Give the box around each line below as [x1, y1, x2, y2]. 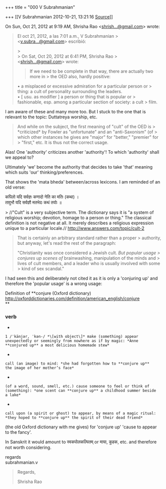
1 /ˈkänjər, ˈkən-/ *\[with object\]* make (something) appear [5, 334, 139, 339]
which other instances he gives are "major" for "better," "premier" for [17, 134, 159, 140]
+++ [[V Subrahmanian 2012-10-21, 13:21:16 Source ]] [5, 14, 113, 19]
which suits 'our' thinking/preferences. [5, 169, 84, 175]
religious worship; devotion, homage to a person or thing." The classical [5, 215, 152, 220]
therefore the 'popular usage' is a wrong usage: [5, 281, 103, 287]
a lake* [5, 392, 21, 397]
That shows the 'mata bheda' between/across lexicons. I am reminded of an [5, 179, 161, 185]
